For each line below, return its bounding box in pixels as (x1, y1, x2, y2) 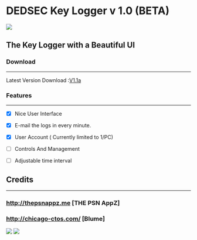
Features (6, 91, 32, 99)
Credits (6, 174, 34, 184)
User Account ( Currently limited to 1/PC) (14, 134, 113, 141)
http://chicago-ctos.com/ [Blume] (6, 214, 106, 222)
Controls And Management (14, 146, 80, 153)
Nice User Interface (14, 110, 63, 117)
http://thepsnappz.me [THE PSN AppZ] (6, 198, 120, 207)
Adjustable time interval (14, 157, 72, 164)
